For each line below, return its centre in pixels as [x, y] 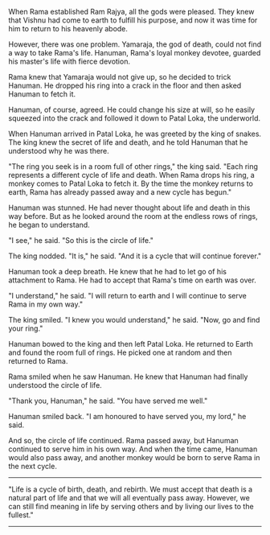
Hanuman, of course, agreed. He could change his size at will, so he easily [132, 109]
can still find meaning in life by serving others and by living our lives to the [131, 506]
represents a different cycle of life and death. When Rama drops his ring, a [131, 175]
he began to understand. [49, 225]
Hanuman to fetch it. [42, 94]
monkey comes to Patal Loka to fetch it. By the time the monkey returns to [131, 183]
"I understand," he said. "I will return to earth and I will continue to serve [127, 296]
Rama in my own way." [45, 304]
